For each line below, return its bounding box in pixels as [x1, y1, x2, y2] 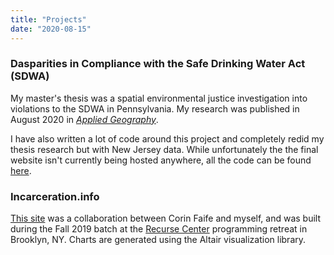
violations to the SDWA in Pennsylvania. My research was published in [10, 102, 300, 115]
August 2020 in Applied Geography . [10, 113, 159, 125]
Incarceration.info [10, 189, 100, 203]
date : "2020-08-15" [10, 24, 92, 34]
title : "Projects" [10, 14, 87, 25]
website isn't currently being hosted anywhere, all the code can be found [10, 154, 312, 166]
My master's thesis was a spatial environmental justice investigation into [10, 92, 308, 104]
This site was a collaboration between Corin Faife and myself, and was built [10, 212, 322, 225]
